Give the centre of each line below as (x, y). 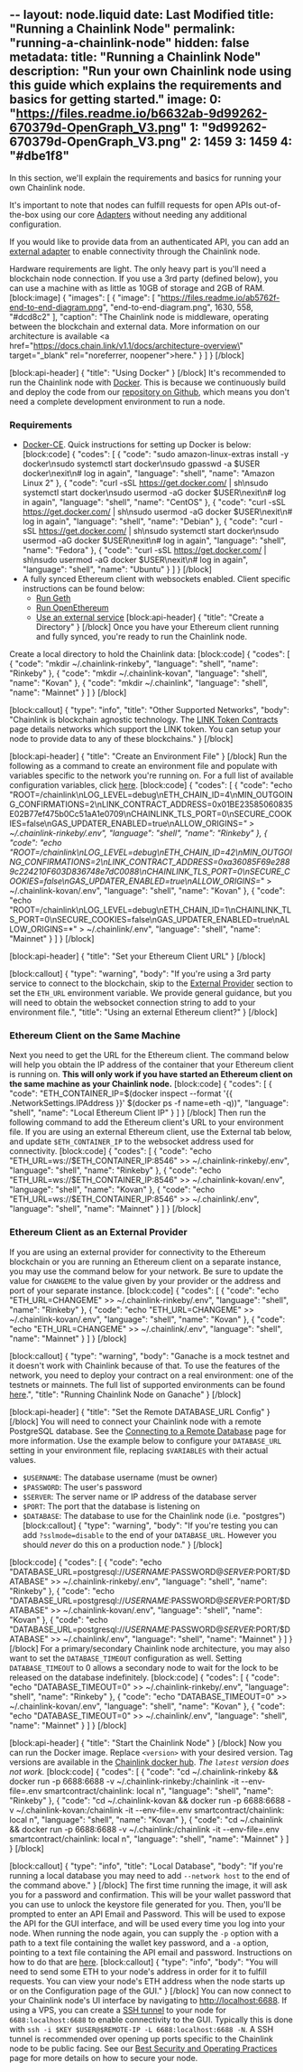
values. (23, 1459)
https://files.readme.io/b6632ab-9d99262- (142, 113)
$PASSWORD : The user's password (82, 1486)
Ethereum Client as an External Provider (98, 1233)
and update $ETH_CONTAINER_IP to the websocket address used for (132, 1141)
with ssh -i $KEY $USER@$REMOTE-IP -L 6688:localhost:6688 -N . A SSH (142, 2029)
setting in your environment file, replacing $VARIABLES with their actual (139, 1450)
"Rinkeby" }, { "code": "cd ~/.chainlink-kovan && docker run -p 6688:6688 (147, 1800)
